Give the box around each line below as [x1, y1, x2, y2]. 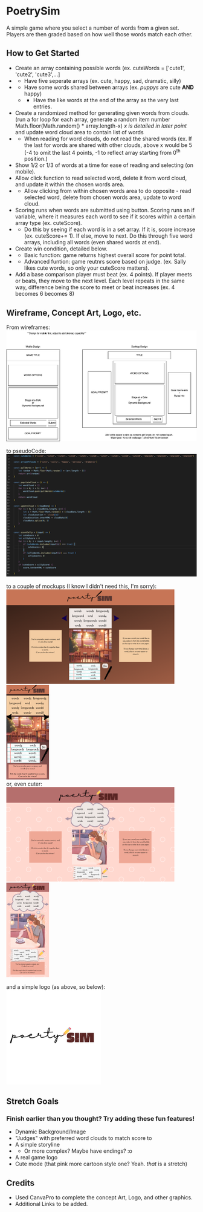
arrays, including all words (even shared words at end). [24, 239, 161, 246]
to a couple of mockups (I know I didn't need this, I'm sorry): [6, 582, 157, 590]
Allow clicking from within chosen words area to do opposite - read [24, 187, 192, 195]
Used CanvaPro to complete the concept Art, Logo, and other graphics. [14, 1194, 193, 1201]
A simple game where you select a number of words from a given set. [6, 24, 179, 31]
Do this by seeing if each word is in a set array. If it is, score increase [24, 226, 196, 233]
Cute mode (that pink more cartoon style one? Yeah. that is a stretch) [14, 1160, 188, 1168]
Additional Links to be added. [14, 1201, 88, 1208]
